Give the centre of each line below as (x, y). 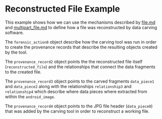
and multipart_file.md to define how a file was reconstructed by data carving (81, 27)
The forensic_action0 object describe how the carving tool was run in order (81, 42)
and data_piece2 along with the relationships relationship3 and (68, 86)
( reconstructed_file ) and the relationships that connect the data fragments (80, 67)
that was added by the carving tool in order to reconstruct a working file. (77, 111)
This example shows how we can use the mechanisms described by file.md (80, 22)
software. (15, 32)
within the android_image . (30, 97)
